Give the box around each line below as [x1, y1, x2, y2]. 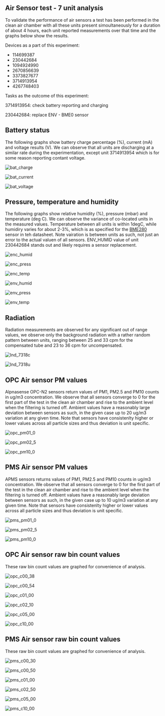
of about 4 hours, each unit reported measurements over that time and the [5, 27, 156, 33]
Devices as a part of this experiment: [5, 42, 80, 48]
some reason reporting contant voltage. [5, 155, 86, 161]
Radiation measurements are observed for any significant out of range [5, 327, 148, 333]
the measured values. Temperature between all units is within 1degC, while [5, 221, 157, 227]
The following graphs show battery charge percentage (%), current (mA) [5, 139, 153, 145]
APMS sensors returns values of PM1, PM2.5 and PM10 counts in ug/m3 [5, 476, 151, 482]
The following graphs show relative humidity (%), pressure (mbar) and [5, 211, 148, 217]
